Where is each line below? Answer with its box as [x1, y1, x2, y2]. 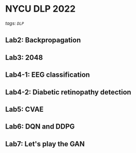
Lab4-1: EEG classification [5, 71, 90, 79]
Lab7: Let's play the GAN [5, 139, 85, 148]
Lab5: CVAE [5, 105, 44, 113]
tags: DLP [5, 20, 24, 26]
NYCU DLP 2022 [5, 3, 76, 15]
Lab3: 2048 [5, 53, 43, 62]
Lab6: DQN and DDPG [5, 123, 75, 131]
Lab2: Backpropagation [5, 36, 81, 45]
